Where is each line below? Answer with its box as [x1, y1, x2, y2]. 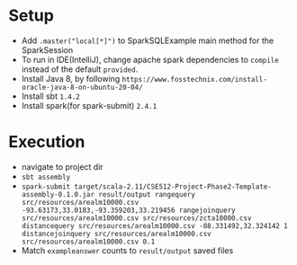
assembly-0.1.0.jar [21, 190, 95, 199]
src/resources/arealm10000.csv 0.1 [21, 237, 156, 246]
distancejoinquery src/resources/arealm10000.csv [21, 229, 212, 238]
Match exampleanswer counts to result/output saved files [21, 244, 234, 256]
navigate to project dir [21, 161, 104, 172]
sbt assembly [21, 172, 71, 181]
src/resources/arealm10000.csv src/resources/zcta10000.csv [21, 213, 252, 223]
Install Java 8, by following [21, 73, 121, 84]
